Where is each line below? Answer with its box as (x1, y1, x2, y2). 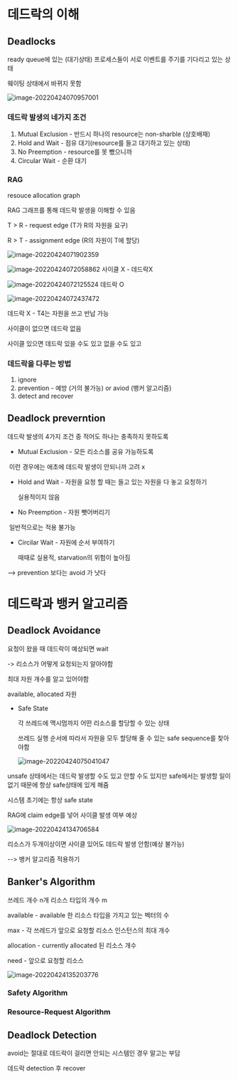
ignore (17, 375, 37, 384)
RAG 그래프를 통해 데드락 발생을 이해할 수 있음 (7, 206, 136, 214)
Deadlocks (7, 35, 56, 47)
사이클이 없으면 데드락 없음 (7, 324, 82, 332)
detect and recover (17, 391, 74, 400)
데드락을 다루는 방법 (7, 359, 72, 369)
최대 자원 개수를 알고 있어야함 (7, 674, 90, 683)
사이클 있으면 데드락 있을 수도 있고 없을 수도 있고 (7, 339, 142, 347)
